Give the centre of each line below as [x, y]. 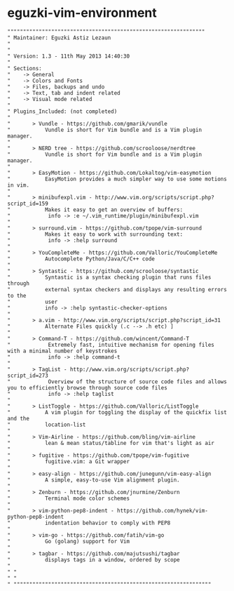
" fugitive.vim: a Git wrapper [69, 461]
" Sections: [25, 68]
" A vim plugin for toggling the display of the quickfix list [117, 412]
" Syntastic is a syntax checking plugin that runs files [109, 277]
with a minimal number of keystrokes [62, 351]
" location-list [47, 425]
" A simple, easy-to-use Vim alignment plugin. [94, 480]
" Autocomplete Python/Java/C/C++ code [81, 259]
